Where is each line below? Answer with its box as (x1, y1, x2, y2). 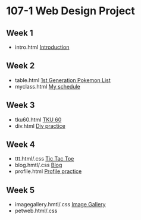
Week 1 (6, 28, 33, 38)
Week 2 (6, 61, 35, 71)
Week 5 (6, 185, 35, 195)
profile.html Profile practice (14, 168, 82, 175)
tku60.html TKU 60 (14, 116, 62, 123)
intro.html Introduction (14, 43, 70, 51)
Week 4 (6, 140, 36, 150)
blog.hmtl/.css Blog (14, 162, 62, 169)
